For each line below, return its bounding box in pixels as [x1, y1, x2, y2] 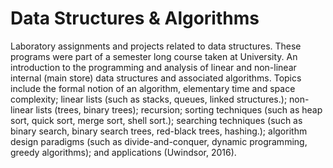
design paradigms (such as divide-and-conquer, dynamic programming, [10, 135, 308, 147]
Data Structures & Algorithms [10, 7, 260, 30]
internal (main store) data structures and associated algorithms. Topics [10, 72, 302, 84]
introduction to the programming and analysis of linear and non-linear [10, 61, 297, 73]
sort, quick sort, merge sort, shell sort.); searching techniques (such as [10, 114, 303, 126]
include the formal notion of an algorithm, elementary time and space [10, 82, 296, 94]
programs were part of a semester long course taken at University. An [10, 50, 298, 62]
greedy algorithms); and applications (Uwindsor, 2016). [10, 146, 237, 158]
